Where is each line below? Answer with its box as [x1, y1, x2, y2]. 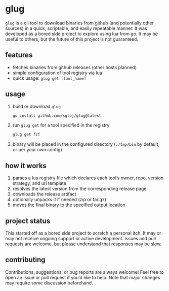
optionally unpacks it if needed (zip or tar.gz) [12, 197, 107, 203]
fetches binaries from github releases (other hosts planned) [12, 64, 137, 70]
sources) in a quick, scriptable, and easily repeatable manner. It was [5, 25, 148, 31]
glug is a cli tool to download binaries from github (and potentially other [5, 20, 154, 26]
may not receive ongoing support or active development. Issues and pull [5, 235, 156, 241]
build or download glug [12, 103, 61, 109]
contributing [5, 255, 46, 264]
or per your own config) [12, 147, 62, 153]
